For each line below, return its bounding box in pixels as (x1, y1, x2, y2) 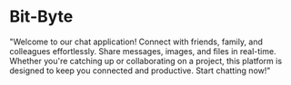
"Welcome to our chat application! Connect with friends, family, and (9, 36, 264, 47)
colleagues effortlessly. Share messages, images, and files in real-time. (9, 45, 276, 56)
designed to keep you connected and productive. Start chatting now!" (9, 65, 271, 76)
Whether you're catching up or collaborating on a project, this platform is (9, 55, 283, 66)
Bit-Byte (9, 6, 74, 27)
